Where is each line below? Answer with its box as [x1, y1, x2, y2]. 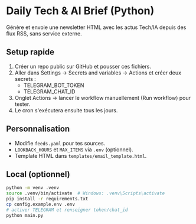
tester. [14, 100, 31, 108]
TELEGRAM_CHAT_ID [23, 87, 76, 95]
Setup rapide [6, 47, 55, 57]
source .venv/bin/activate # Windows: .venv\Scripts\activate [6, 190, 165, 196]
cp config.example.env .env [6, 202, 76, 207]
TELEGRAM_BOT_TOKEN [23, 82, 84, 89]
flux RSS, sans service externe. [6, 30, 82, 37]
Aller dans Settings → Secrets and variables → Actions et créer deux [14, 69, 182, 76]
